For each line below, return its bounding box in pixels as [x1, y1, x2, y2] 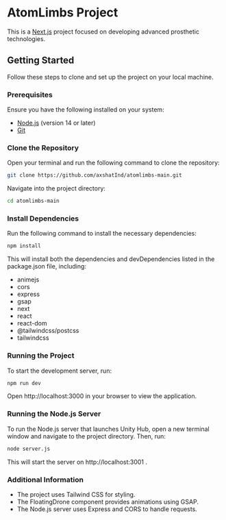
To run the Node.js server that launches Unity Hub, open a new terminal [7, 425, 210, 433]
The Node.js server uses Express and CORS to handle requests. [16, 505, 197, 513]
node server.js [7, 445, 51, 452]
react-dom [16, 319, 47, 327]
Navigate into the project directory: [7, 184, 106, 193]
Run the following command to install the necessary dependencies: [7, 230, 197, 238]
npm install [7, 243, 41, 249]
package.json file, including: [7, 262, 87, 271]
